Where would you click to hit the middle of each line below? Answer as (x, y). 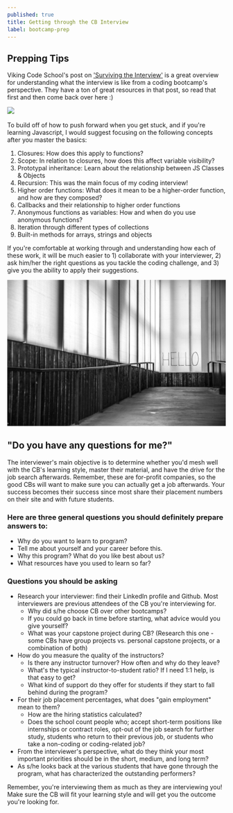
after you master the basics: (47, 140)
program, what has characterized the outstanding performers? (106, 774)
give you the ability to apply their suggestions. (73, 271)
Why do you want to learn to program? (72, 541)
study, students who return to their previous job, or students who (120, 736)
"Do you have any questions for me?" (90, 445)
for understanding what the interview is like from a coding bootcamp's (107, 83)
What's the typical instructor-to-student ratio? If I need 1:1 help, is (121, 670)
